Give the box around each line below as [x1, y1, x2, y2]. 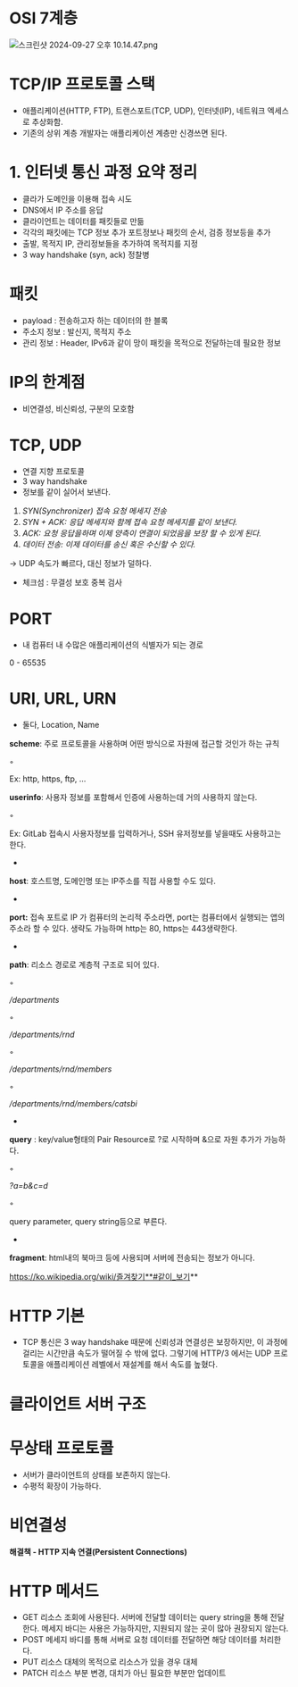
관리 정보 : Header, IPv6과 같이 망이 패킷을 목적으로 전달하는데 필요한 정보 [21, 337, 281, 348]
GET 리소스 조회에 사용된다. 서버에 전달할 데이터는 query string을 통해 [21, 1612, 269, 1623]
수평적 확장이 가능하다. [21, 1480, 102, 1491]
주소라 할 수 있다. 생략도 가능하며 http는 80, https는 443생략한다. [9, 923, 238, 933]
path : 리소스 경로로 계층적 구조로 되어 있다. [9, 959, 160, 970]
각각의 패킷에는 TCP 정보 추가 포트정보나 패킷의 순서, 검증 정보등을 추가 [21, 227, 271, 238]
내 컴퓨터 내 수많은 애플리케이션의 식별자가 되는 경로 [21, 639, 203, 650]
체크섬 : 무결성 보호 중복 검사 [21, 577, 123, 588]
